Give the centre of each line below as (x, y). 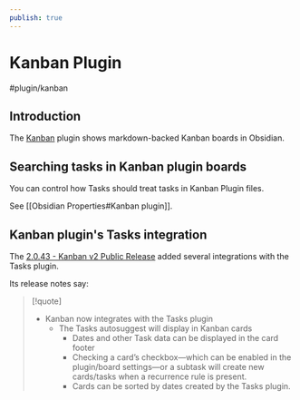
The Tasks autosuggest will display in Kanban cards (155, 328)
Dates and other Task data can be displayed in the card (175, 338)
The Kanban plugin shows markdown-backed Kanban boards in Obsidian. (147, 138)
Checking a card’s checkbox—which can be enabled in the (182, 357)
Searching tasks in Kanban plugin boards (128, 166)
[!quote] (46, 301)
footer (83, 347)
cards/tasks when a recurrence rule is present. (160, 376)
